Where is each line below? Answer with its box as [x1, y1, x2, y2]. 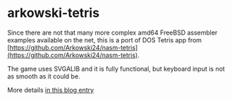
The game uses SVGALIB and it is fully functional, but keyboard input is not [7, 64, 226, 73]
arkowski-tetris [7, 5, 100, 21]
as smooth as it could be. [7, 72, 80, 81]
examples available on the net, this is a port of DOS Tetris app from [7, 35, 202, 44]
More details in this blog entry [7, 85, 94, 94]
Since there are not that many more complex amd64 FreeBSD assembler [7, 28, 218, 37]
